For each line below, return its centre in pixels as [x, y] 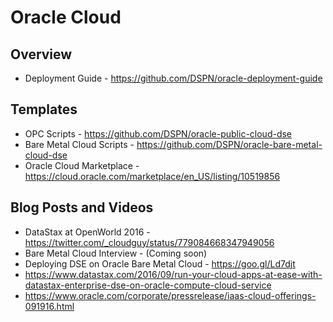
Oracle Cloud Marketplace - [82, 165]
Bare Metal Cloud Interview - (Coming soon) [116, 253]
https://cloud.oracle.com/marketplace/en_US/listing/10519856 [152, 176]
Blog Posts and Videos [82, 207]
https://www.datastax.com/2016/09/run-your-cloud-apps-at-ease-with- [173, 274]
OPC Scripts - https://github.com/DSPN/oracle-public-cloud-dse [158, 133]
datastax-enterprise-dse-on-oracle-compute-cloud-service [148, 285]
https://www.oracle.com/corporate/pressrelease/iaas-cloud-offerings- [170, 295]
